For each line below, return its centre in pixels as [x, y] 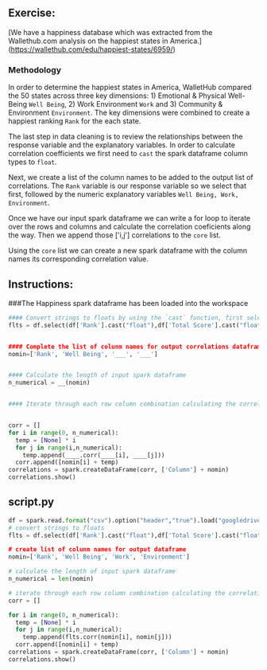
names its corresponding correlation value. [78, 259]
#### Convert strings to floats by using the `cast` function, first [126, 318]
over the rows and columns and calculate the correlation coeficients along [130, 227]
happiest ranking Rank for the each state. [75, 121]
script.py [31, 502]
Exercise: [32, 13]
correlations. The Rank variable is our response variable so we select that [127, 186]
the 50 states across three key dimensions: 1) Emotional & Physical [117, 96]
